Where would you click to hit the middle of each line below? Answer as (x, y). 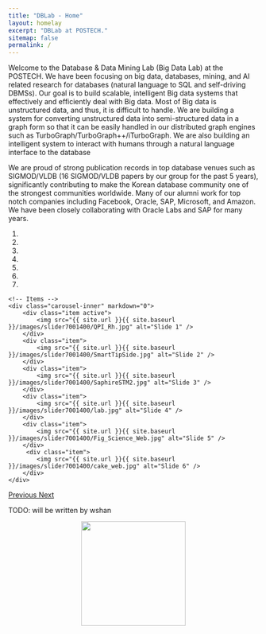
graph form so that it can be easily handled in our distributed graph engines (132, 127)
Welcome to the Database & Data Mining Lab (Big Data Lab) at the (116, 68)
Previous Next (31, 495)
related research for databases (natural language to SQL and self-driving (127, 85)
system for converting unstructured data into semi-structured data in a (124, 119)
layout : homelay (35, 23)
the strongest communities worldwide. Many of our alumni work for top (124, 193)
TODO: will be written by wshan (60, 511)
